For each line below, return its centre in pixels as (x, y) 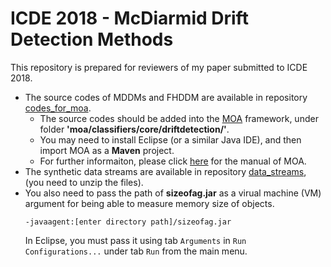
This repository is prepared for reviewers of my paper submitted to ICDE (159, 67)
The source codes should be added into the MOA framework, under (179, 118)
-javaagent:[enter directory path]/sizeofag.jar (128, 222)
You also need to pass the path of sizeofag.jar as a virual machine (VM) (173, 193)
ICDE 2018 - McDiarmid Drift (129, 18)
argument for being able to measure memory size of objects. (149, 203)
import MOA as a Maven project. (107, 150)
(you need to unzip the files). (84, 182)
